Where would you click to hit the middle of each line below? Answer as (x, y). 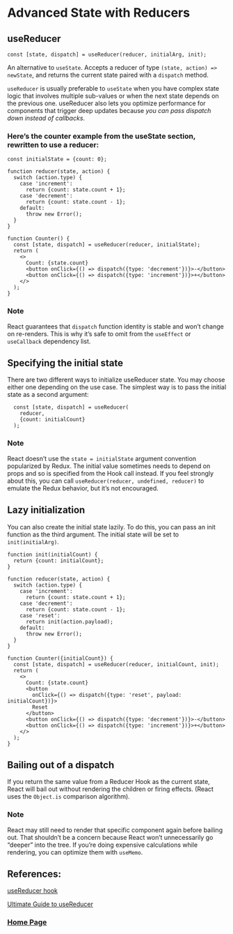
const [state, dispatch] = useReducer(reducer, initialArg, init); (107, 54)
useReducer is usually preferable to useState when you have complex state (113, 88)
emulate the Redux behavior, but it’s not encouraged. (83, 488)
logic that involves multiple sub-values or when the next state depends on (113, 96)
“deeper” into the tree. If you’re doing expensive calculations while (103, 845)
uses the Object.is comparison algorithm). (69, 797)
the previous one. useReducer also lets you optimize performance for (107, 103)
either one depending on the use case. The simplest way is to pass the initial (117, 387)
